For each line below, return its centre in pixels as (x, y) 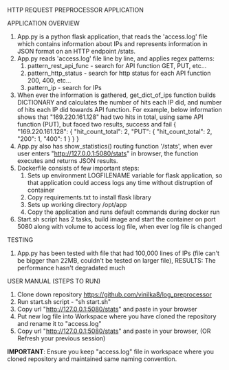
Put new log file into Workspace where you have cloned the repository (117, 316)
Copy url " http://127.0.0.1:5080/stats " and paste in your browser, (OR (114, 331)
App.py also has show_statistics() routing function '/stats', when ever (115, 146)
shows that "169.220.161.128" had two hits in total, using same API (110, 117)
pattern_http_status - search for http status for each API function (119, 73)
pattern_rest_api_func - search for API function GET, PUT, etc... (117, 66)
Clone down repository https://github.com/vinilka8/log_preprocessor (114, 294)
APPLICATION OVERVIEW (44, 23)
